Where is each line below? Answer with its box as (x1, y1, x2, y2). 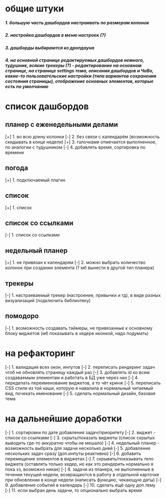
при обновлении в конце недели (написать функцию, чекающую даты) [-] (5, 477, 162, 483)
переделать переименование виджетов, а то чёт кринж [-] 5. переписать (5, 380, 161, 386)
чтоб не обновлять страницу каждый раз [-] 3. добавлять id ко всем (5, 369, 150, 375)
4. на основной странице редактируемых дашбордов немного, (5, 57, 145, 63)
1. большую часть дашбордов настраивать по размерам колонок (5, 19, 150, 25)
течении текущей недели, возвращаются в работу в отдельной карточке (5, 471, 160, 477)
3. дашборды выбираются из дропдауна (5, 45, 95, 51)
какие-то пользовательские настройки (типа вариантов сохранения (5, 73, 157, 79)
